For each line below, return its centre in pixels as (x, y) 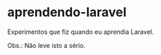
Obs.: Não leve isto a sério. (47, 45)
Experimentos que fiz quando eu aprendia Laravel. (80, 32)
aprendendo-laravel (67, 12)
